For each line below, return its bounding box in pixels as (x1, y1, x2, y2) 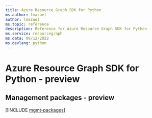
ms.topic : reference (5, 21, 49, 27)
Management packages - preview (5, 94, 115, 102)
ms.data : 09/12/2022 (5, 36, 49, 41)
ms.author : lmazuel (5, 12, 47, 17)
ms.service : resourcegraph (5, 31, 63, 36)
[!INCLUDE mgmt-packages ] (5, 107, 65, 113)
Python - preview (5, 73, 80, 84)
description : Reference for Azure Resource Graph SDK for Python (5, 26, 147, 32)
